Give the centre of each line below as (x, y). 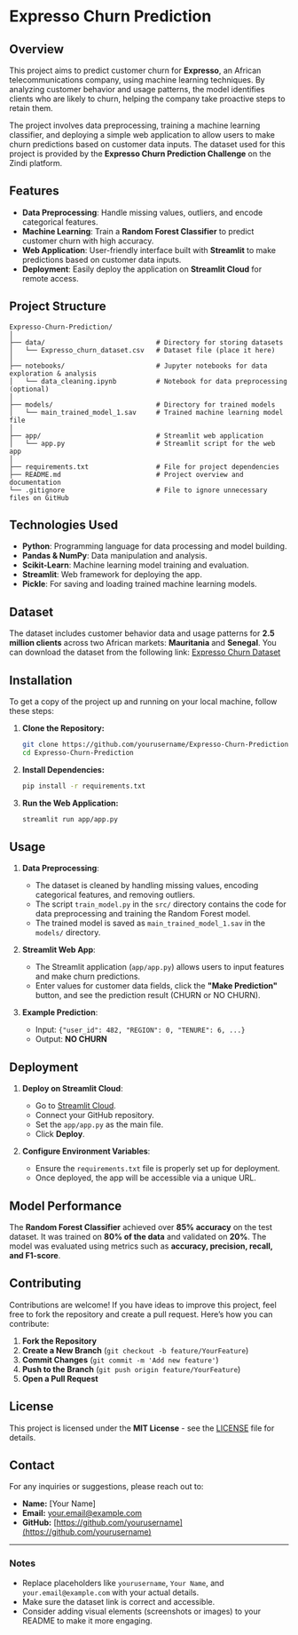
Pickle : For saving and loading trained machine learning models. (139, 584)
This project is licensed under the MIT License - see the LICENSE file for (142, 1428)
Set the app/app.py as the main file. (99, 1124)
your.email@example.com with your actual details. (110, 1592)
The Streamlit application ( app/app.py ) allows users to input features (160, 967)
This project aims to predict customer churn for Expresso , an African (135, 70)
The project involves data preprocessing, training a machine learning (135, 125)
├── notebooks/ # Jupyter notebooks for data (138, 366)
